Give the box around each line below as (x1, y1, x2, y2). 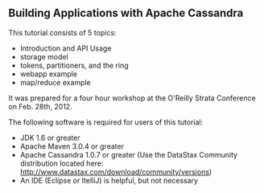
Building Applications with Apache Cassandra (8, 6, 244, 20)
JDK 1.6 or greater (19, 133, 80, 142)
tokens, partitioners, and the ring (19, 60, 129, 70)
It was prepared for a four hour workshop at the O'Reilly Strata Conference (8, 92, 256, 103)
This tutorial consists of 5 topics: (8, 27, 117, 37)
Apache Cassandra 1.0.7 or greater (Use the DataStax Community (19, 150, 238, 159)
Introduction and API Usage (19, 43, 112, 53)
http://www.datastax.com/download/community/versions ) (19, 166, 212, 176)
